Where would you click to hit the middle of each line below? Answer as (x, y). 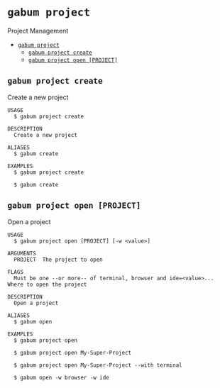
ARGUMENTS (22, 253)
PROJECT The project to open (58, 260)
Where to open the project (47, 284)
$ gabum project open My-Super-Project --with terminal (98, 365)
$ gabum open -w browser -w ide (62, 377)
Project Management (38, 31)
